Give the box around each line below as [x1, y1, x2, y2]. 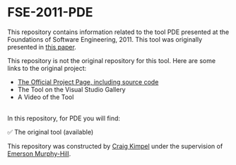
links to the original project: [7, 64, 87, 72]
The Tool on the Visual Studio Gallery [17, 85, 126, 93]
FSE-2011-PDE [7, 4, 93, 21]
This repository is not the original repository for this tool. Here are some [7, 56, 216, 64]
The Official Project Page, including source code [17, 77, 159, 86]
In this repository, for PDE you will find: [7, 114, 121, 123]
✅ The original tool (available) [7, 127, 94, 136]
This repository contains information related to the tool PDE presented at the [7, 28, 230, 36]
